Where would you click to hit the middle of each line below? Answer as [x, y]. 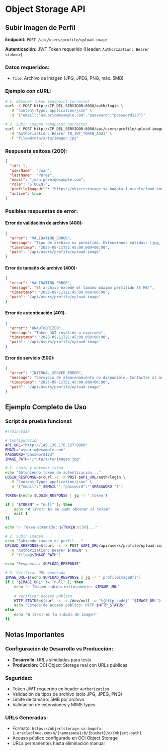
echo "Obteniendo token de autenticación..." [53, 473]
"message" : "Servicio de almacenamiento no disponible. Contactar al [83, 377]
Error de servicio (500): [30, 358]
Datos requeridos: [27, 67]
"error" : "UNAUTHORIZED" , [37, 328]
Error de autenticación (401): [36, 313]
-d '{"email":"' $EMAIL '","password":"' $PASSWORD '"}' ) [66, 487]
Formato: [22, 729]
